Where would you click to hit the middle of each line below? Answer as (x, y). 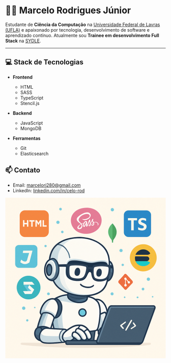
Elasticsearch (34, 153)
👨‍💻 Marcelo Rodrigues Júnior (68, 10)
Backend (22, 113)
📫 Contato (23, 170)
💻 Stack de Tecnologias (45, 62)
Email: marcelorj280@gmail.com (47, 185)
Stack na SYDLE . (23, 41)
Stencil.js (30, 103)
